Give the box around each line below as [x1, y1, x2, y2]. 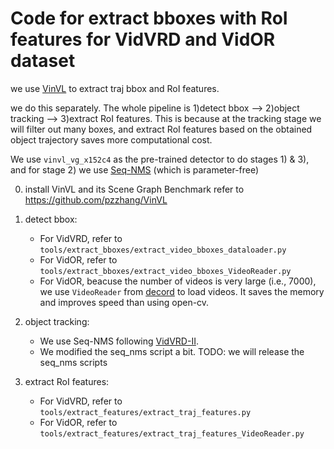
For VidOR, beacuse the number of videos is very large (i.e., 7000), [39, 275, 317, 287]
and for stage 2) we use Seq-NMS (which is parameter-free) [10, 163, 260, 176]
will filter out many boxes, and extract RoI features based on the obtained [10, 123, 313, 135]
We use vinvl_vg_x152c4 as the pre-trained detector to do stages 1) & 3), [10, 153, 310, 165]
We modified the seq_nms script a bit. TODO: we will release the [39, 345, 305, 357]
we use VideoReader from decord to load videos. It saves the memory [39, 285, 325, 297]
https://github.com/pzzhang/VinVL [24, 193, 168, 206]
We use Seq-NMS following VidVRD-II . [39, 335, 199, 347]
